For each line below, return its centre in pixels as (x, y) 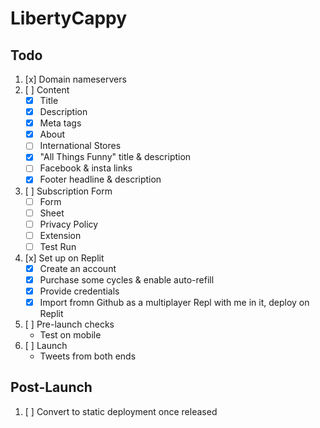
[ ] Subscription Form (68, 191)
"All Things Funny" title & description (115, 157)
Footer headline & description (100, 179)
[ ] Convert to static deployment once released (121, 411)
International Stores (80, 146)
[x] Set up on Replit (64, 258)
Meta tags (60, 123)
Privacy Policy (69, 224)
